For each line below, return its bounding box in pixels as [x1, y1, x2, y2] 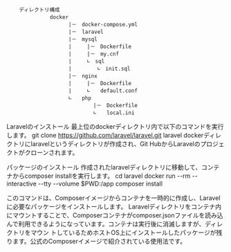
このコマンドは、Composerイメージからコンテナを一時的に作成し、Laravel [6, 194, 221, 202]
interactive [6, 179, 37, 188]
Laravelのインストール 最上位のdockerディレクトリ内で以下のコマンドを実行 [6, 123, 224, 130]
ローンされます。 [30, 148, 79, 156]
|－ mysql [68, 36, 98, 43]
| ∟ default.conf [68, 87, 138, 94]
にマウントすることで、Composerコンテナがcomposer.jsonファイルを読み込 [6, 211, 223, 219]
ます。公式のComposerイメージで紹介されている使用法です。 [12, 237, 187, 245]
